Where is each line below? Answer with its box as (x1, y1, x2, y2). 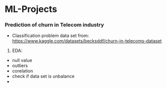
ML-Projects (5, 3, 58, 15)
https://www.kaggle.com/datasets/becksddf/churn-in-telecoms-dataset (12, 38, 162, 44)
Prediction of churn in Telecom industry (5, 21, 104, 28)
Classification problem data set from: (12, 32, 89, 38)
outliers (12, 62, 28, 68)
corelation (12, 68, 33, 74)
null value (12, 57, 32, 63)
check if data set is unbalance (12, 73, 75, 79)
